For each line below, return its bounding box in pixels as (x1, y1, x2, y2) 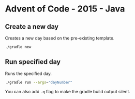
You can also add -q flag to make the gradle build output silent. (5, 88, 131, 94)
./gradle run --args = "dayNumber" (5, 80, 73, 85)
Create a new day (5, 23, 59, 31)
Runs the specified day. (5, 71, 52, 76)
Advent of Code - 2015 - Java (5, 3, 125, 14)
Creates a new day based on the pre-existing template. (5, 35, 115, 41)
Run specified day (5, 58, 61, 66)
